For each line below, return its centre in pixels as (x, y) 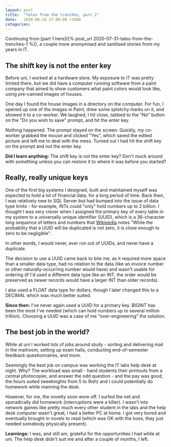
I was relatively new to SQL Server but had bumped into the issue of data (82, 201)
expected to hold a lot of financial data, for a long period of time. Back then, (85, 195)
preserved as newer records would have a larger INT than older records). (82, 280)
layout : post (19, 10)
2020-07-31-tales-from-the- (123, 39)
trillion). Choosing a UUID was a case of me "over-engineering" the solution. (86, 316)
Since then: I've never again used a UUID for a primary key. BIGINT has (80, 305)
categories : (18, 24)
